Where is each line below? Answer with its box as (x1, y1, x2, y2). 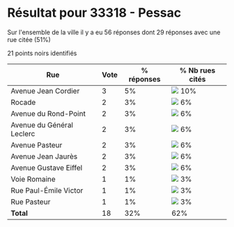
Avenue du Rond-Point (10, 108, 86, 118)
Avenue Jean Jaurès (10, 152, 78, 161)
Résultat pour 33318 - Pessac (7, 5, 182, 21)
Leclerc (10, 129, 36, 138)
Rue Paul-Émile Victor (10, 185, 84, 195)
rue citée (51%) (7, 35, 51, 43)
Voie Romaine (10, 174, 56, 184)
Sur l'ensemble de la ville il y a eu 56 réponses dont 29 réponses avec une (7, 28, 221, 36)
